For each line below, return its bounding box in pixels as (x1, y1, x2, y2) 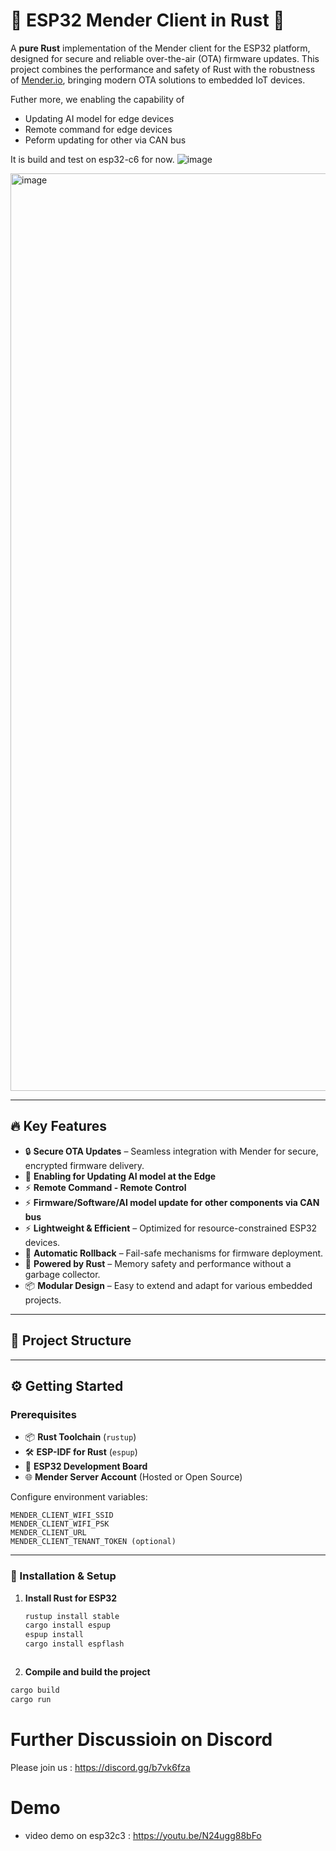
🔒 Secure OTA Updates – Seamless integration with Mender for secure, (24, 1145, 319, 1157)
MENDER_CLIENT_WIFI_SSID (10, 1510, 114, 1521)
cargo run (10, 1694, 52, 1704)
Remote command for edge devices (24, 123, 173, 135)
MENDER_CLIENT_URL (10, 1528, 87, 1538)
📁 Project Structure (10, 1332, 132, 1349)
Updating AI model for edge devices (24, 112, 175, 124)
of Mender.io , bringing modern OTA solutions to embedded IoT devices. (10, 74, 306, 86)
